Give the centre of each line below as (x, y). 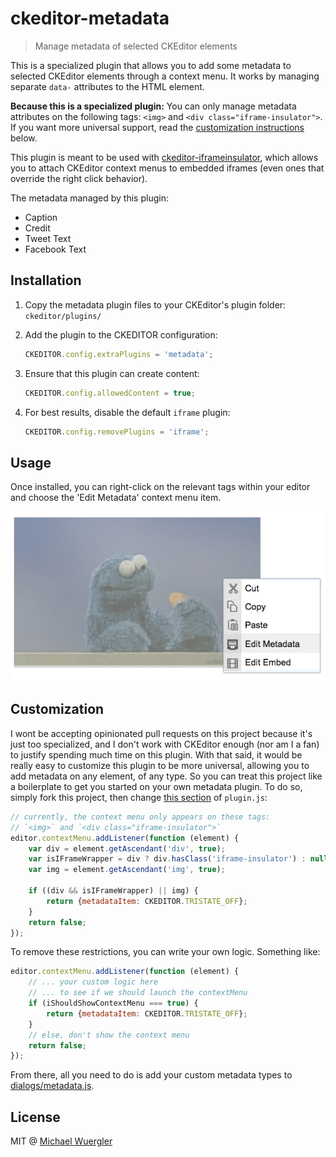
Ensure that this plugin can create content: (112, 373)
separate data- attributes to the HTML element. (107, 86)
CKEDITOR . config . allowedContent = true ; (110, 393)
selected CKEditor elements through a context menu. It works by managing (165, 76)
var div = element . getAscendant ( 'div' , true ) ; (127, 848)
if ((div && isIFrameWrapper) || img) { (113, 891)
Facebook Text (55, 249)
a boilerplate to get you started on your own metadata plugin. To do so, (156, 786)
